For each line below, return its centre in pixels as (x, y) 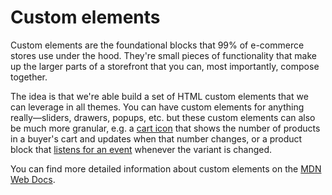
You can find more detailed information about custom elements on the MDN (166, 168)
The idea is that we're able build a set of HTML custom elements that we (159, 96)
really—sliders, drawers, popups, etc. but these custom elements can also (163, 117)
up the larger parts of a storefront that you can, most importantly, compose (165, 66)
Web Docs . (33, 179)
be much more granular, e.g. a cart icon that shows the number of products (165, 128)
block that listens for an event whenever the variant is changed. (141, 149)
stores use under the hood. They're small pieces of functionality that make (163, 55)
